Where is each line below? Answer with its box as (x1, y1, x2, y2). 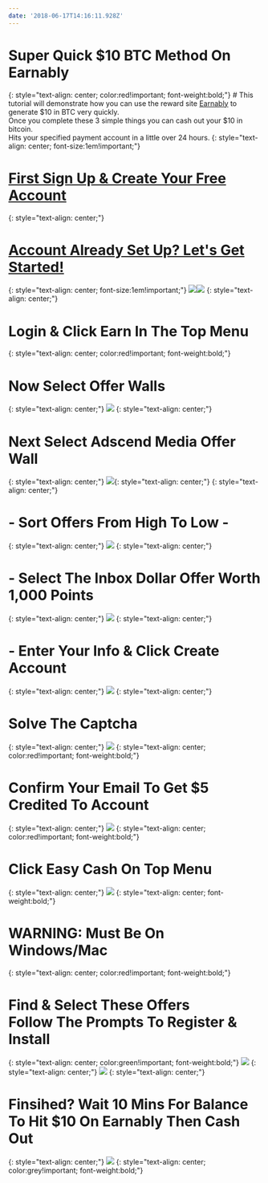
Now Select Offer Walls (8, 376, 166, 395)
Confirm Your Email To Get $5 (8, 779, 209, 797)
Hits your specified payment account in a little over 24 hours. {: (8, 132, 217, 142)
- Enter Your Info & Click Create (8, 642, 220, 661)
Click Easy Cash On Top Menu (8, 860, 213, 879)
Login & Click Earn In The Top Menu (8, 322, 249, 340)
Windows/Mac (8, 941, 108, 960)
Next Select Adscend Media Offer (8, 433, 237, 450)
